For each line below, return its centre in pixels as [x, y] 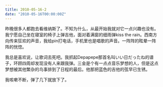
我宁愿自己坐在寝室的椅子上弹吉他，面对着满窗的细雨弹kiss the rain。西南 [79, 35]
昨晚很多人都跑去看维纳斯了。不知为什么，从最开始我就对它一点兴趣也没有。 [82, 28]
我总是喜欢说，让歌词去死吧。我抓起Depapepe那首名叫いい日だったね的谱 [80, 57]
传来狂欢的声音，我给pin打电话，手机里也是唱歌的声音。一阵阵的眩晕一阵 [83, 41]
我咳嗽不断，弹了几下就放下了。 [37, 79]
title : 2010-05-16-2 [26, 9]
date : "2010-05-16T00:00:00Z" [36, 14]
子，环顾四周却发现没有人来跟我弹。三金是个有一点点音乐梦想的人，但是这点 [82, 63]
